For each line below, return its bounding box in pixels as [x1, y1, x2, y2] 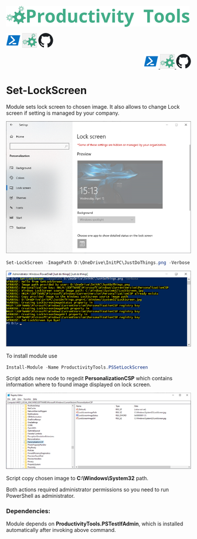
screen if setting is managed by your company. [6, 109, 120, 116]
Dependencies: [6, 507, 51, 515]
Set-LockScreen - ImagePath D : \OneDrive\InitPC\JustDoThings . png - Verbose [6, 260, 191, 266]
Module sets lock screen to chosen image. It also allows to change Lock [6, 103, 180, 110]
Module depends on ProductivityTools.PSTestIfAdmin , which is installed [6, 520, 184, 527]
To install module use [6, 352, 57, 359]
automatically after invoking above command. [6, 526, 116, 533]
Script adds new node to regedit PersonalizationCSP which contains [6, 375, 173, 382]
